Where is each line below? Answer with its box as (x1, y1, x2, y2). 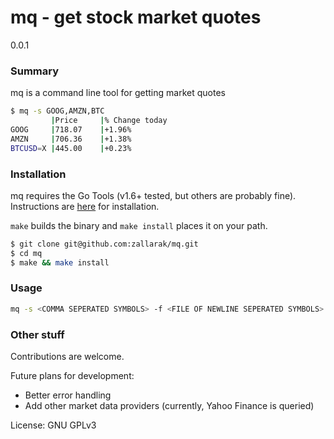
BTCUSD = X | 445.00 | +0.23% (10, 143, 132, 153)
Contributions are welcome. (10, 351, 125, 362)
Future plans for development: (10, 370, 135, 381)
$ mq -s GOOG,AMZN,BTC (10, 106, 105, 116)
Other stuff (10, 327, 65, 341)
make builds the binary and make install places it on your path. (10, 219, 268, 231)
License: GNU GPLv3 (10, 419, 97, 431)
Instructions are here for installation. (10, 200, 160, 212)
